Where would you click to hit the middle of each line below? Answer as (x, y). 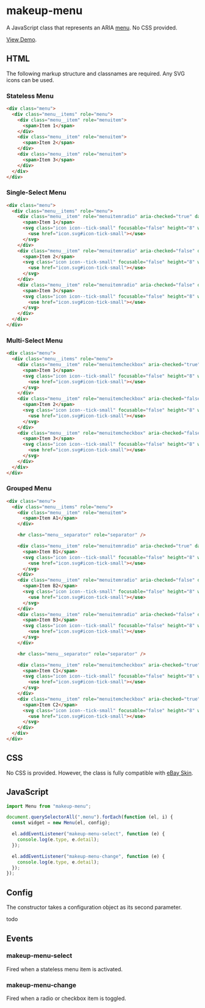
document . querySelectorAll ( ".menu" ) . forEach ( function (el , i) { (90, 817)
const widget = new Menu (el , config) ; (61, 823)
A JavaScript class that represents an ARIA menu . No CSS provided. (92, 28)
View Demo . (22, 39)
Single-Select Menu (36, 192)
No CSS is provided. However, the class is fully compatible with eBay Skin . (100, 773)
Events (20, 938)
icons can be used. (30, 80)
